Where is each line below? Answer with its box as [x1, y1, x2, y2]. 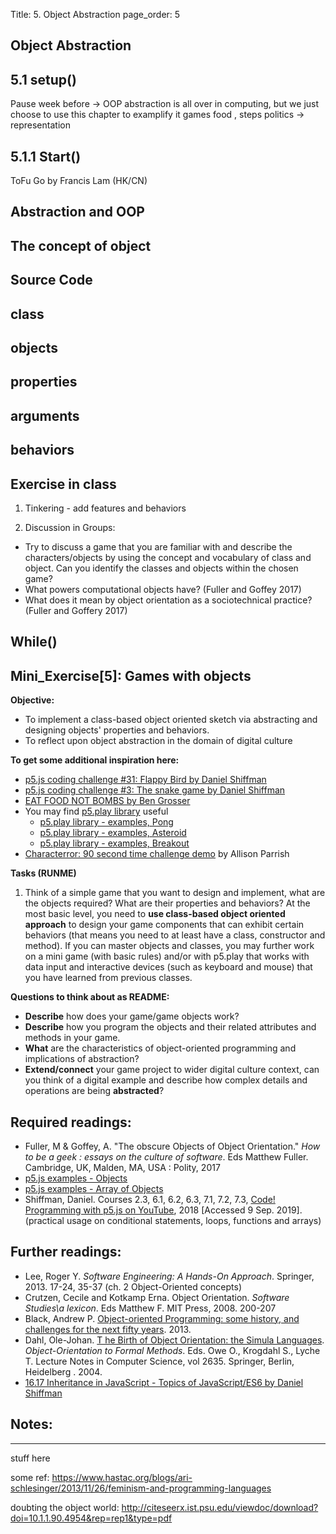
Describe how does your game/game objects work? [24, 1010, 240, 1023]
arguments [10, 407, 80, 424]
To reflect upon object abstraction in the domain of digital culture [24, 735, 293, 747]
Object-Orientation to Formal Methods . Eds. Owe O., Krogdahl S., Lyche [24, 1344, 321, 1356]
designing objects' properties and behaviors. [24, 724, 210, 736]
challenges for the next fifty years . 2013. [24, 1323, 192, 1335]
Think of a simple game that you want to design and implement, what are [24, 887, 326, 899]
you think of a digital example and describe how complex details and [24, 1074, 308, 1086]
